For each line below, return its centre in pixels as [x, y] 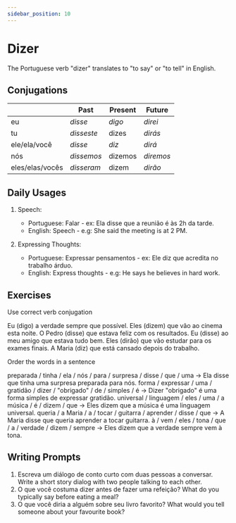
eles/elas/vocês [37, 168]
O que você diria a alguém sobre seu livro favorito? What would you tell [121, 504]
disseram [85, 168]
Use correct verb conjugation [50, 312]
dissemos [86, 156]
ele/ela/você [31, 145]
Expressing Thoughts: [49, 244]
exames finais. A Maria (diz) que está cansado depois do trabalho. [104, 348]
